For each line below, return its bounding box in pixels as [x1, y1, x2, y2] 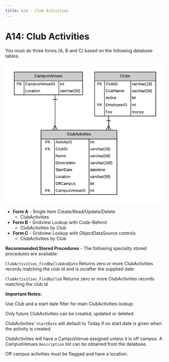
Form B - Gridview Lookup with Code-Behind [12, 219, 107, 225]
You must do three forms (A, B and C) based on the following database [5, 47, 153, 53]
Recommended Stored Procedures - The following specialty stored [5, 245, 147, 251]
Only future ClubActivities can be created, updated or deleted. [5, 310, 135, 316]
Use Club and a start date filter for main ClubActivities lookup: [5, 301, 134, 307]
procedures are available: [5, 250, 58, 257]
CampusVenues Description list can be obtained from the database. [5, 341, 148, 347]
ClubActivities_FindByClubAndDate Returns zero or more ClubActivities [5, 260, 153, 266]
